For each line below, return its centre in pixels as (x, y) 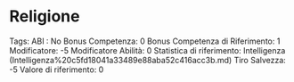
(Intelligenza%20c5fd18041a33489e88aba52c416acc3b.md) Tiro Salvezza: (148, 60)
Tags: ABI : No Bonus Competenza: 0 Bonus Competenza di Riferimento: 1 (145, 41)
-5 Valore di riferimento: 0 (57, 70)
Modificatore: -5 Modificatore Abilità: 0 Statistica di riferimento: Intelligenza (147, 50)
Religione (45, 16)
